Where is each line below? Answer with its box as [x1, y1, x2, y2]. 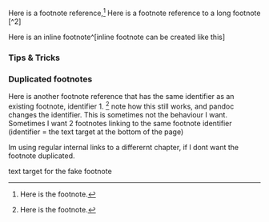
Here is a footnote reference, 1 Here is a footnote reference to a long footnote [8, 7, 261, 18]
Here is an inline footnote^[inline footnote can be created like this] [8, 32, 226, 42]
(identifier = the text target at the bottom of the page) [8, 127, 184, 137]
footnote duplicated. [8, 151, 75, 161]
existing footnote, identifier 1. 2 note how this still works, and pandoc [8, 100, 235, 111]
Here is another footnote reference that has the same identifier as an [8, 91, 235, 101]
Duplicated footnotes [8, 73, 93, 85]
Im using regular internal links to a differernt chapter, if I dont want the [8, 142, 239, 152]
